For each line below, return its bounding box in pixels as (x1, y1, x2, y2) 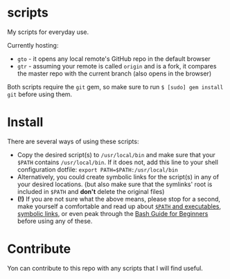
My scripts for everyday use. (7, 28, 89, 36)
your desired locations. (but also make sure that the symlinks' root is (17, 180, 213, 188)
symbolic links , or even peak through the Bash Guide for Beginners (17, 209, 209, 217)
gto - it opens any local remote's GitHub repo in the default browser (17, 54, 211, 63)
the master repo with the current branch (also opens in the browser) (17, 69, 212, 78)
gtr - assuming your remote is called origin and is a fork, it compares (17, 62, 217, 70)
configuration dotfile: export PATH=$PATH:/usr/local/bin (17, 165, 178, 174)
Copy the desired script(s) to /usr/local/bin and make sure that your (17, 150, 216, 159)
